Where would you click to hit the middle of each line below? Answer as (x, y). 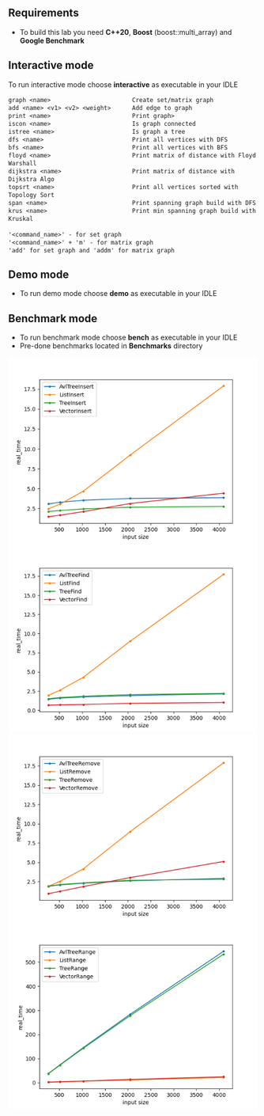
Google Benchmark (52, 40)
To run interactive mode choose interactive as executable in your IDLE (123, 84)
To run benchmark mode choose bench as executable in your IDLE (128, 338)
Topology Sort (32, 195)
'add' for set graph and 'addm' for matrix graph (92, 250)
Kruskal (21, 218)
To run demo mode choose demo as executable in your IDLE (118, 294)
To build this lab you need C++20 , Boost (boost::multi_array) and (126, 32)
